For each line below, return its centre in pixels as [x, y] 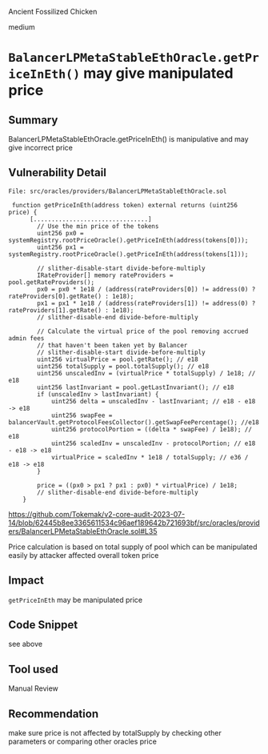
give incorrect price [41, 148]
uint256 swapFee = [82, 415]
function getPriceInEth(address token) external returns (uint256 [125, 205]
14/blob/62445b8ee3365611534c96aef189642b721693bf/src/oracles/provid [134, 523]
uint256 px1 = [60, 247]
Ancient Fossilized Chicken [53, 12]
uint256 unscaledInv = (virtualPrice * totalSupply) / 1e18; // [146, 373]
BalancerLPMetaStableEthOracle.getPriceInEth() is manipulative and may [129, 139]
